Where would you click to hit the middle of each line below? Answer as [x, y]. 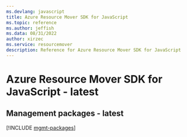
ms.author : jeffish [30, 28]
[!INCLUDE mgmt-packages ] [41, 128]
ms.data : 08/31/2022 [32, 34]
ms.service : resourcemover [39, 45]
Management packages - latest [65, 114]
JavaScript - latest [52, 92]
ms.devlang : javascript [36, 12]
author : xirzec [25, 39]
